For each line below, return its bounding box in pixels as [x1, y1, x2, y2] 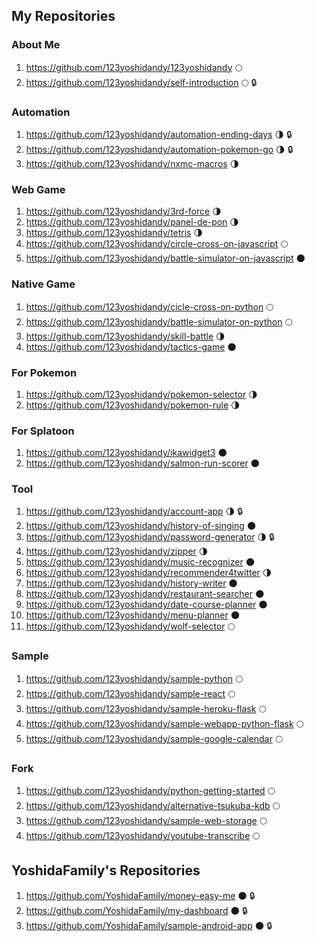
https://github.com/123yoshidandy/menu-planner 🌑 [25, 609, 241, 621]
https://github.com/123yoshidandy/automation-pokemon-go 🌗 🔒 [25, 143, 294, 155]
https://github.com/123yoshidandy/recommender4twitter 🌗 [25, 567, 273, 579]
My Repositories [11, 8, 116, 25]
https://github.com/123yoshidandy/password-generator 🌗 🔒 [25, 531, 275, 543]
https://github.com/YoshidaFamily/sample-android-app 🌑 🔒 [25, 919, 273, 931]
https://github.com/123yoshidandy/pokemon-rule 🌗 [25, 399, 241, 411]
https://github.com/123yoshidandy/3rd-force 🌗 [25, 205, 222, 218]
